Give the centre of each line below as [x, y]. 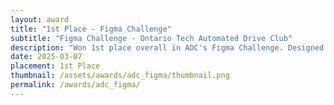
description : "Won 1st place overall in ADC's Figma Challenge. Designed [167, 47]
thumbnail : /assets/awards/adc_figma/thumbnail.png [120, 76]
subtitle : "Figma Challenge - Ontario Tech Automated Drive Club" [151, 38]
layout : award [40, 19]
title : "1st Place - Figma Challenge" [91, 29]
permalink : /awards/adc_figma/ [75, 85]
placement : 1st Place [55, 66]
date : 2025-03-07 [46, 57]
